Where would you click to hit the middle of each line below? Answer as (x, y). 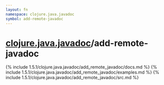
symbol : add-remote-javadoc (35, 19)
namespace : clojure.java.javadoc (40, 14)
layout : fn (17, 10)
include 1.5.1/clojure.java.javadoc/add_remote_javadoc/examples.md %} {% (82, 72)
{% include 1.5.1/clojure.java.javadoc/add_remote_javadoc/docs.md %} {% (82, 67)
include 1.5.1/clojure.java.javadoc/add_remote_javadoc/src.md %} (72, 78)
